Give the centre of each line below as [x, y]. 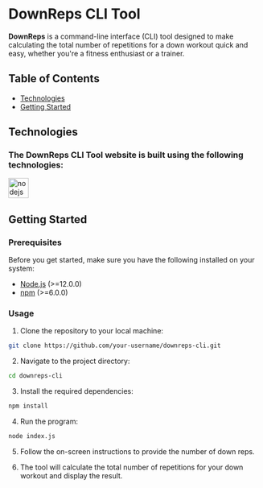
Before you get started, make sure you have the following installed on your [131, 260]
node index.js [32, 436]
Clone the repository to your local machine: [91, 331]
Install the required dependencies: [77, 391]
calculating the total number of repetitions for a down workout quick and [128, 44]
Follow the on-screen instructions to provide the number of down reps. [137, 451]
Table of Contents [54, 79]
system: [21, 269]
